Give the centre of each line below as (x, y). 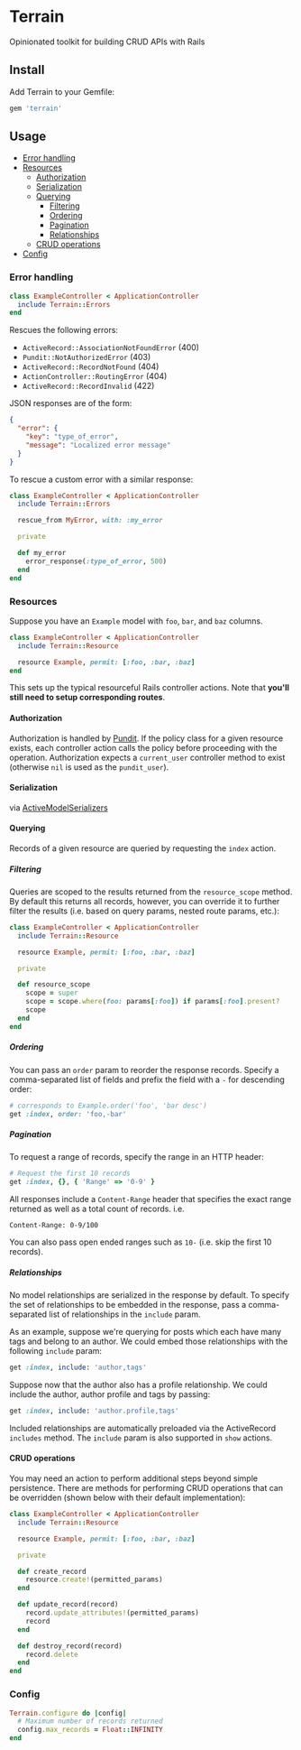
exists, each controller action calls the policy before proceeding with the (143, 747)
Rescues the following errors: (64, 330)
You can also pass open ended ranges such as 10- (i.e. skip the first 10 (141, 1242)
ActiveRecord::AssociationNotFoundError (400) (111, 347)
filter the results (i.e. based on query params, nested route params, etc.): (145, 911)
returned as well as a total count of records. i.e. (97, 1209)
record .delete (52, 1654)
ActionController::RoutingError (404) (95, 376)
